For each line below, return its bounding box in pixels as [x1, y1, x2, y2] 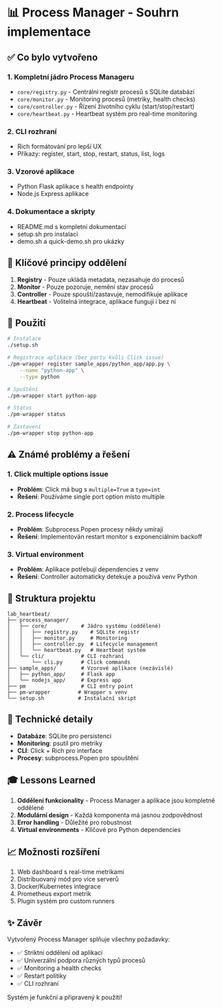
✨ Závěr [7, 917, 43, 928]
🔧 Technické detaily [7, 714, 93, 725]
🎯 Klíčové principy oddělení [7, 257, 127, 269]
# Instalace [7, 336, 41, 342]
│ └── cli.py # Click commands [7, 659, 131, 666]
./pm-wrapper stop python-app [7, 430, 94, 437]
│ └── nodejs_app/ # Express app [7, 677, 122, 683]
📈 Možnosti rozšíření [7, 846, 100, 857]
